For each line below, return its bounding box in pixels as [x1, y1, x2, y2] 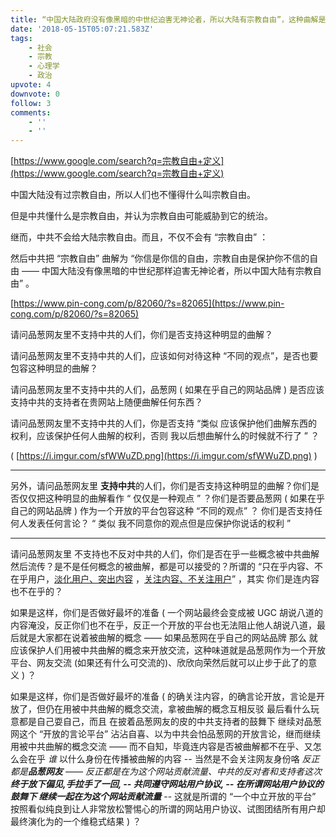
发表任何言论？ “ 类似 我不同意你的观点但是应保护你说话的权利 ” [27, 517, 292, 530]
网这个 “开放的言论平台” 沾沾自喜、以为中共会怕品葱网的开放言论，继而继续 [10, 728, 322, 740]
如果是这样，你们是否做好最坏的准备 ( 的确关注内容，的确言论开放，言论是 [10, 691, 317, 703]
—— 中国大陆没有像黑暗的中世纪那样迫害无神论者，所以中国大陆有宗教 [21, 265, 313, 277]
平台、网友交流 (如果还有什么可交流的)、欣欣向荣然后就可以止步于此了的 [10, 657, 309, 669]
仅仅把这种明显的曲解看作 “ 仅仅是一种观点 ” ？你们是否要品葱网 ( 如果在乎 [18, 492, 326, 505]
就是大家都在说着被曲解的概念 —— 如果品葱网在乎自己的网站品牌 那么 [18, 632, 307, 644]
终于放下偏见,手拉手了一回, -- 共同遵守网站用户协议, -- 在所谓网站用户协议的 [10, 778, 324, 790]
